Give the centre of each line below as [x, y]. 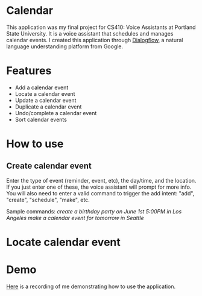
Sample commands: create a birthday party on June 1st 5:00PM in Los [94, 211]
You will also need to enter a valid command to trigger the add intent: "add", [100, 193]
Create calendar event [49, 166]
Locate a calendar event [45, 93]
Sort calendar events [41, 119]
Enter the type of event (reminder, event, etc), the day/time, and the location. [101, 180]
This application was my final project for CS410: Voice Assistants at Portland [101, 27]
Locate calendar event [63, 242]
